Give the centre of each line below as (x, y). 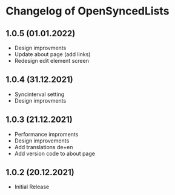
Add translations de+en (44, 147)
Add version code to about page (54, 153)
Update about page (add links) (52, 54)
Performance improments (46, 134)
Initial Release (32, 187)
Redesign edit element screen (51, 61)
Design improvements (42, 141)
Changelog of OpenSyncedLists (87, 11)
